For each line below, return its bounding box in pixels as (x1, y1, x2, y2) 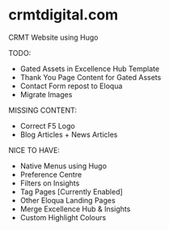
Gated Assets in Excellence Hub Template (19, 63, 160, 74)
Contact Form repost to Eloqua (19, 81, 123, 91)
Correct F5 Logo (19, 121, 75, 130)
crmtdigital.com (8, 6, 119, 24)
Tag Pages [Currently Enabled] (19, 186, 123, 196)
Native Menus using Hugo (19, 160, 108, 171)
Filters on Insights (19, 178, 80, 188)
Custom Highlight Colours (19, 212, 107, 222)
